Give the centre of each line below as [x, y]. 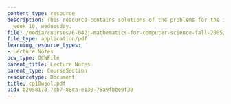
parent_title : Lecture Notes [49, 64]
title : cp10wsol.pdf [37, 83]
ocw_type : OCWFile [33, 58]
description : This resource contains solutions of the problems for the [113, 20]
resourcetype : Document [41, 77]
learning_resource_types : [44, 45]
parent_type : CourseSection [47, 70]
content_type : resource [41, 13]
